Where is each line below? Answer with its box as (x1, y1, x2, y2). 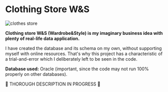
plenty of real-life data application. (5, 35, 80, 41)
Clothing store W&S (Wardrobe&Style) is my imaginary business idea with (5, 30, 163, 36)
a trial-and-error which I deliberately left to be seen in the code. (5, 56, 138, 62)
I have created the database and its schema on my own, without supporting (5, 45, 162, 51)
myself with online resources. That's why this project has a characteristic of (5, 51, 163, 57)
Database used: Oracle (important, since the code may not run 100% (5, 66, 149, 72)
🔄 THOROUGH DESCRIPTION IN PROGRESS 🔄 (5, 81, 101, 87)
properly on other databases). (5, 71, 68, 77)
